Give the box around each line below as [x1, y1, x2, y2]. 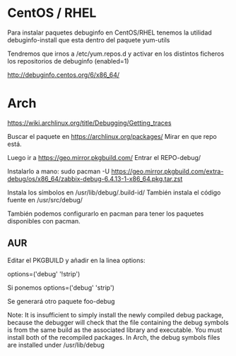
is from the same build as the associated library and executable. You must [7, 326, 223, 334]
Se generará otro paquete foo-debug [7, 297, 115, 305]
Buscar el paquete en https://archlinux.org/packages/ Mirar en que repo [7, 132, 217, 140]
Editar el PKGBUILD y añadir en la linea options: [7, 256, 146, 264]
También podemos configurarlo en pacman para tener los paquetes [7, 209, 204, 218]
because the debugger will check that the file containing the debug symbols [7, 318, 229, 326]
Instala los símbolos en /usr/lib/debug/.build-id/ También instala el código [7, 188, 221, 197]
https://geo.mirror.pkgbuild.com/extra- [111, 167, 224, 176]
